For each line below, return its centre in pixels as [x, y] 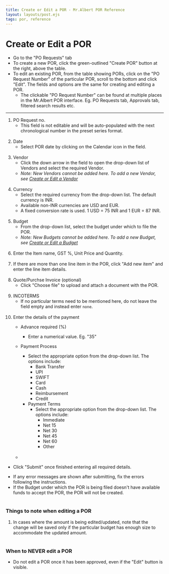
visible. [20, 567]
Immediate [54, 420]
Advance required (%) [43, 327]
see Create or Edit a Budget [49, 243]
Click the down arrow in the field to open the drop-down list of [85, 163]
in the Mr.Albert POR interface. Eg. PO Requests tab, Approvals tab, [90, 100]
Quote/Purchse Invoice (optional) [47, 280]
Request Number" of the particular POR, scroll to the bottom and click [85, 79]
